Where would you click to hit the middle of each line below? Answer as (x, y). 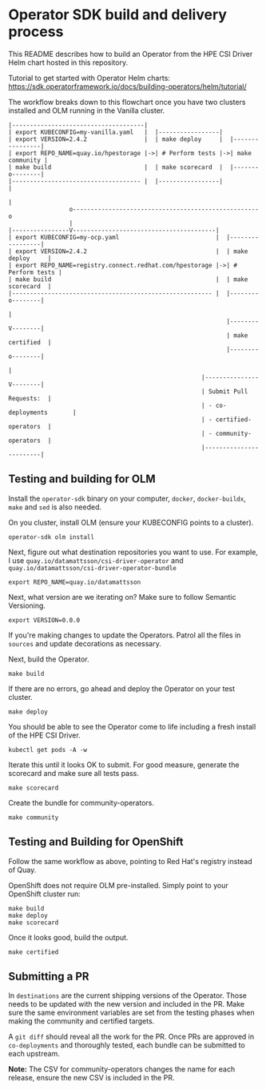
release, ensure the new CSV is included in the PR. (91, 1078)
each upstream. (34, 1054)
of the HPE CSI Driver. (45, 735)
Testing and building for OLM (82, 479)
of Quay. (22, 870)
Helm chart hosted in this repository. (68, 62)
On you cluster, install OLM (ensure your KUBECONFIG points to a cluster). (131, 522)
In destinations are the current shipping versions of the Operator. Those (128, 995)
